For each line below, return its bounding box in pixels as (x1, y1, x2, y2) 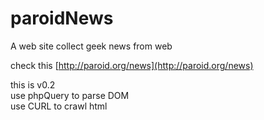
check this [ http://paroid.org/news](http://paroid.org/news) (10, 59, 254, 71)
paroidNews (10, 7, 114, 30)
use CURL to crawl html (10, 100, 108, 112)
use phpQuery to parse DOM (10, 89, 130, 101)
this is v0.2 (10, 78, 56, 91)
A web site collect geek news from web (10, 40, 173, 52)
